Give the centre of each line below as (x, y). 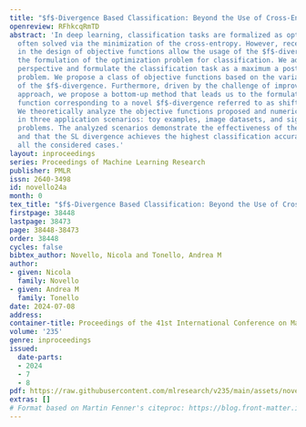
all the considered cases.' (71, 145)
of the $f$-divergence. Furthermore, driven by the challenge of (144, 86)
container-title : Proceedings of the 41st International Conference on (148, 323)
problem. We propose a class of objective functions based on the (146, 78)
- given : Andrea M (44, 289)
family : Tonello (48, 297)
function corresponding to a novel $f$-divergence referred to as (146, 103)
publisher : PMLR (40, 171)
